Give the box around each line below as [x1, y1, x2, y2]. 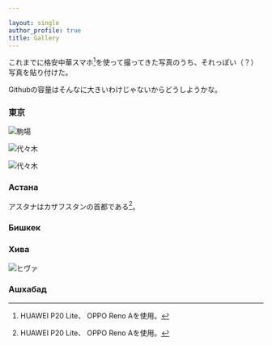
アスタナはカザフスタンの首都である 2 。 [8, 200, 140, 211]
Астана [8, 182, 39, 193]
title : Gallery [8, 34, 60, 42]
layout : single [8, 19, 60, 27]
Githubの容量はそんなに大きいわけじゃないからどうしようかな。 [8, 85, 223, 95]
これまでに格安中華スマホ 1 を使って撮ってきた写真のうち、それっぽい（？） [8, 56, 258, 67]
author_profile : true [8, 26, 82, 35]
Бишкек [8, 222, 41, 234]
